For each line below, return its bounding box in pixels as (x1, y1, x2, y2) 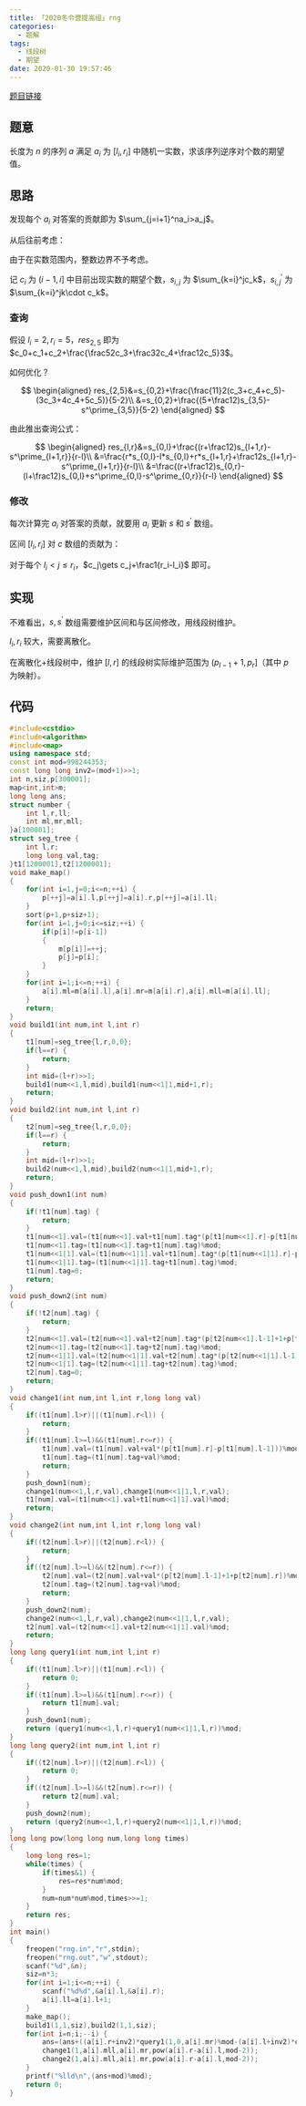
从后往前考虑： (9, 234, 66, 246)
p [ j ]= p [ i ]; (57, 953, 100, 962)
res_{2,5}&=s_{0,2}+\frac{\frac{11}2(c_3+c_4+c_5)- (94, 385, 285, 396)
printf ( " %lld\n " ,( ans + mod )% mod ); (25, 2071, 153, 2080)
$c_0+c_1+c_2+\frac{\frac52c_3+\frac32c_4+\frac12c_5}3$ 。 (9, 347, 239, 358)
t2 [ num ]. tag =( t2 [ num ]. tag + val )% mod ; (42, 1580, 181, 1589)
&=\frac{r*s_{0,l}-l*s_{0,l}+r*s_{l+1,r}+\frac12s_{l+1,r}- (94, 450, 297, 461)
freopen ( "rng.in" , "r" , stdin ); (25, 1944, 141, 1954)
